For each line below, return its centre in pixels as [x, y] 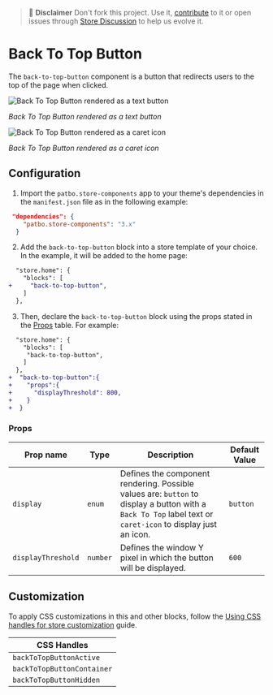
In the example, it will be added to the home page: [104, 256]
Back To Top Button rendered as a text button [85, 116]
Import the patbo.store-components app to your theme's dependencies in [142, 193]
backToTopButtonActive [56, 657]
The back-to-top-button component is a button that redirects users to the [131, 76]
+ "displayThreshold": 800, [65, 393]
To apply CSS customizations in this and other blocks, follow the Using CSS [135, 616]
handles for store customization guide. [73, 624]
